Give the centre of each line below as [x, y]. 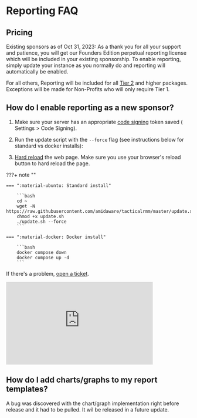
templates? [27, 389]
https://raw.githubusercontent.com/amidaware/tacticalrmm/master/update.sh [101, 211]
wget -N [26, 206]
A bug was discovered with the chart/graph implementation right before [93, 403]
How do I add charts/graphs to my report [82, 380]
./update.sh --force [42, 222]
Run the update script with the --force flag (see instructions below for [99, 139]
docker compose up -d [43, 258]
